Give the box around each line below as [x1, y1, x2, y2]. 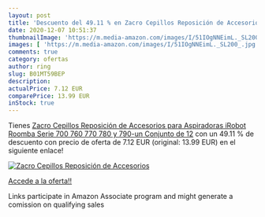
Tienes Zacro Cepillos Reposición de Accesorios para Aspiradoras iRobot [8, 121, 247, 131]
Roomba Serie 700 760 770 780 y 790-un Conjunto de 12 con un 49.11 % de [8, 129, 255, 138]
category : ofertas [8, 56, 69, 64]
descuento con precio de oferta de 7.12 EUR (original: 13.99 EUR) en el [8, 138, 236, 147]
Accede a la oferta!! [8, 176, 73, 186]
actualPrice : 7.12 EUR [8, 84, 83, 93]
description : [8, 77, 51, 85]
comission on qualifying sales [8, 200, 105, 209]
